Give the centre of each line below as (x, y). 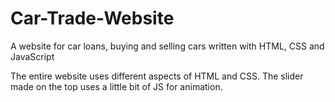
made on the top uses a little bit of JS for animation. (116, 86)
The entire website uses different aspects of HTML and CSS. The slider (157, 76)
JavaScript (32, 56)
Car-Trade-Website (92, 18)
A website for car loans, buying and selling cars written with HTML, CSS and (167, 46)
